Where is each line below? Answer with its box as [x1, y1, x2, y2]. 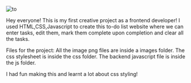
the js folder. [6, 59, 36, 66]
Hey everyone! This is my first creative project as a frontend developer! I [6, 17, 180, 23]
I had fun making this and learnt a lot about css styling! [6, 71, 138, 77]
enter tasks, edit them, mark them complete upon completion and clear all [6, 29, 184, 36]
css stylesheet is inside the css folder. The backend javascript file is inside [6, 53, 186, 60]
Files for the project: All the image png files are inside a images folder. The [6, 47, 185, 54]
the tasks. [6, 36, 30, 42]
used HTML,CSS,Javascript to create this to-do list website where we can [6, 23, 184, 30]
